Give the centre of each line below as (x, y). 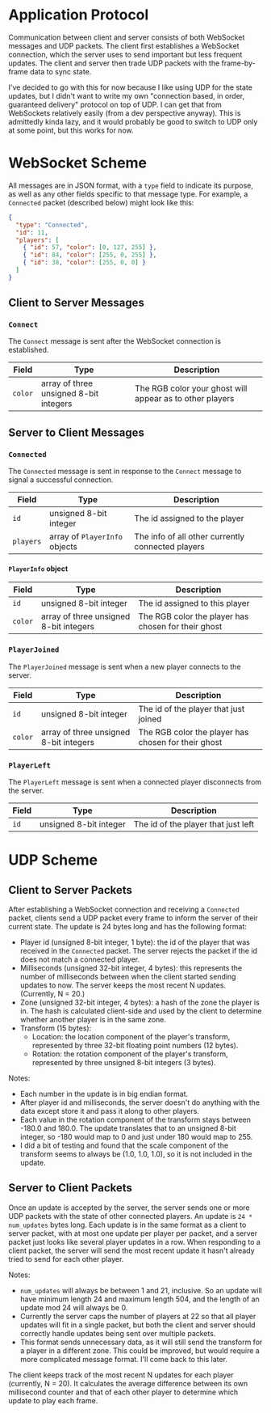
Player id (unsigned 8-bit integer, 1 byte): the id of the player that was (135, 942)
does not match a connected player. (80, 959)
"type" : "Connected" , (52, 225)
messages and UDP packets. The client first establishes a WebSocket (124, 45)
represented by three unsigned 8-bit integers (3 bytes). (124, 1062)
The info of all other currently (190, 537)
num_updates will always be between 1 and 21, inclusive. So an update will (141, 1290)
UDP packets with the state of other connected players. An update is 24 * (130, 1216)
